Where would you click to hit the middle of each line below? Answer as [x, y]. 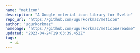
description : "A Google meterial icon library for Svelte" [69, 15]
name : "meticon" [22, 10]
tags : [11, 38]
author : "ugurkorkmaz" [29, 24]
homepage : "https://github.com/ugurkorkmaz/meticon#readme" [71, 29]
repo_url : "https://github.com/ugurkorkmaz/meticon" [62, 19]
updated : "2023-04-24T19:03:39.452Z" [45, 33]
